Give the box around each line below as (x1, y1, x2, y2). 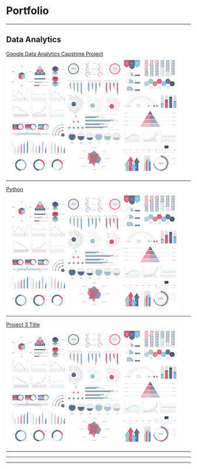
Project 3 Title (6, 321, 40, 328)
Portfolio (6, 4, 49, 18)
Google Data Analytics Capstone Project (6, 50, 104, 57)
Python (6, 185, 23, 193)
